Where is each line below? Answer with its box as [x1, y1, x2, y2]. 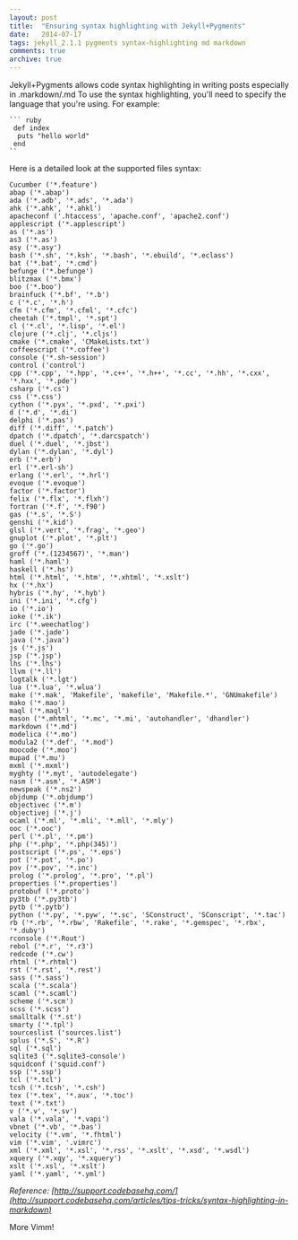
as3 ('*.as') [9, 235, 58, 244]
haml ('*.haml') [9, 557, 70, 566]
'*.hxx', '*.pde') [9, 377, 78, 386]
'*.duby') [9, 926, 47, 935]
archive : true [9, 55, 63, 64]
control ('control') [9, 361, 87, 370]
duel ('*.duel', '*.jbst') [9, 440, 110, 449]
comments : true [9, 47, 66, 56]
